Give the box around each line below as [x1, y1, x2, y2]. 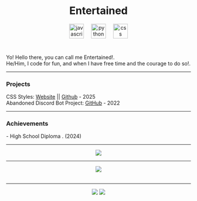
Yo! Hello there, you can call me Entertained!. [6, 54, 115, 61]
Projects [6, 80, 30, 88]
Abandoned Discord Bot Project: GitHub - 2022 [6, 99, 120, 106]
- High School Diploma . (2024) [6, 133, 82, 140]
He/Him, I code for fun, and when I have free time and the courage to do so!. [6, 60, 191, 67]
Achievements [6, 120, 49, 128]
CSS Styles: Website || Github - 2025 [6, 93, 96, 100]
